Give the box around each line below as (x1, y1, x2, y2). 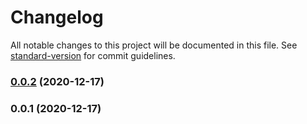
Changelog (10, 6, 104, 29)
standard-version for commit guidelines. (10, 49, 176, 61)
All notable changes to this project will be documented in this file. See (10, 39, 298, 51)
